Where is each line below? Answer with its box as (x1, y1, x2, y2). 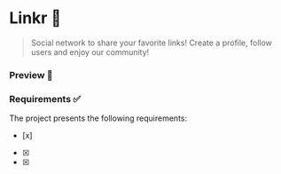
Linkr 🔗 (9, 8, 62, 28)
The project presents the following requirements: (9, 113, 188, 123)
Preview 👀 (9, 68, 53, 81)
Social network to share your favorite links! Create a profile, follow (30, 37, 273, 48)
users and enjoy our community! (30, 46, 150, 57)
